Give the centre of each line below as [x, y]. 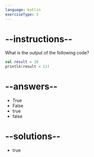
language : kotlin [23, 10]
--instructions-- [39, 39]
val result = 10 [22, 62]
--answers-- [31, 86]
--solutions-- [33, 136]
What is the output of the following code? [47, 53]
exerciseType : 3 [22, 14]
